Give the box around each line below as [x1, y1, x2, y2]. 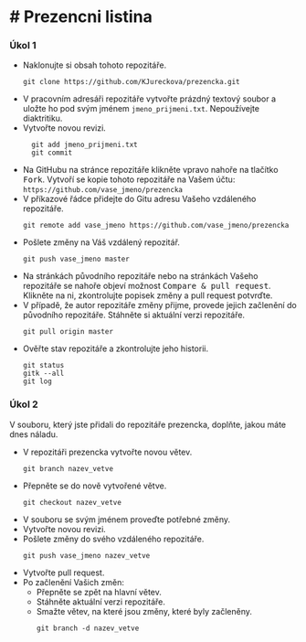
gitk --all [22, 369, 65, 379]
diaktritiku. [22, 112, 63, 124]
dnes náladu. [9, 428, 58, 440]
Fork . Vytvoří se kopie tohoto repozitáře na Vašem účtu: [22, 174, 236, 185]
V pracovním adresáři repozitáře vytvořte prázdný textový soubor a [22, 93, 277, 104]
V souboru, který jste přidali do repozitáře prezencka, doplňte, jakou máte [9, 419, 286, 430]
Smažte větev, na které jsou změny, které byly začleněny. [36, 605, 253, 616]
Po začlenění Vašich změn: [22, 576, 125, 587]
